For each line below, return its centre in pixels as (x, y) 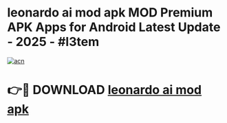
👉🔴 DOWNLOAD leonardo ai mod (105, 90)
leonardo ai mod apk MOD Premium (110, 13)
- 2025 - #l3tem (53, 42)
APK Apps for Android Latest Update (114, 27)
